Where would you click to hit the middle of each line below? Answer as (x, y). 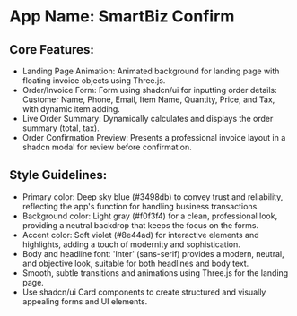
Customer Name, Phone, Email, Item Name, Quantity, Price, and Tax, (148, 99)
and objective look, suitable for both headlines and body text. (135, 263)
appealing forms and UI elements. (85, 301)
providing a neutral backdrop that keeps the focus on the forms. (140, 225)
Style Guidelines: (58, 175)
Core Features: (52, 50)
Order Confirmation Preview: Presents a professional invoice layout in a (154, 137)
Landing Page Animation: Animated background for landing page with (151, 71)
